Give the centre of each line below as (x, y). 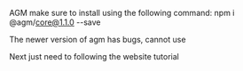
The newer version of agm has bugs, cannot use (98, 39)
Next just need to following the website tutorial (94, 56)
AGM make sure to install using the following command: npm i (122, 13)
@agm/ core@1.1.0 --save (55, 22)
